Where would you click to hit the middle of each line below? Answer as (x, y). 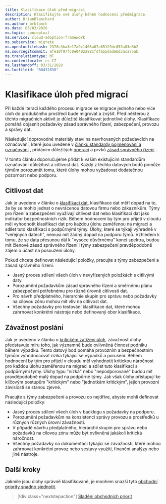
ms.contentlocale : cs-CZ (31, 61)
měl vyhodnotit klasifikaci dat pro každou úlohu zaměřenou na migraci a (79, 224)
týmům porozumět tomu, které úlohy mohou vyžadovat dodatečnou (74, 170)
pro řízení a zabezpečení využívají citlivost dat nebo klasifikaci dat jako (77, 213)
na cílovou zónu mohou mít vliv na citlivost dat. (60, 301)
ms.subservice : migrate (30, 42)
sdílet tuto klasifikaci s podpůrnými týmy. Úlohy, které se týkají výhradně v (81, 229)
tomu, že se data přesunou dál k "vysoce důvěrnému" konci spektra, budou (82, 240)
